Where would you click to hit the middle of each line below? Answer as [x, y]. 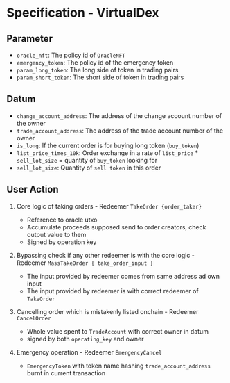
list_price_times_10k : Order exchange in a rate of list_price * [107, 153]
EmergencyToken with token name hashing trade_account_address [118, 366]
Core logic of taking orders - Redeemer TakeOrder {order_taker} [109, 206]
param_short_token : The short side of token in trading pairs [100, 77]
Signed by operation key [62, 242]
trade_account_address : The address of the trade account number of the [120, 131]
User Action [33, 189]
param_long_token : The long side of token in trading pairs [97, 70]
